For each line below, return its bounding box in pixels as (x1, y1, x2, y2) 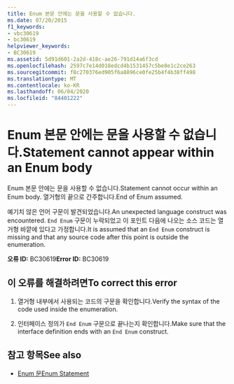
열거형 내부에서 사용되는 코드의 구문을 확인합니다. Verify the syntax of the (17, 297, 220, 305)
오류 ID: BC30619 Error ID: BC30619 (7, 255, 109, 263)
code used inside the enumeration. (17, 305, 118, 313)
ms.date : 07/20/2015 (7, 17, 68, 24)
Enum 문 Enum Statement (17, 369, 90, 378)
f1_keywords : (7, 23, 46, 30)
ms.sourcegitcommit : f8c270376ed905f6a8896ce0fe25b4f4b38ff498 (7, 69, 196, 76)
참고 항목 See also (7, 349, 82, 361)
